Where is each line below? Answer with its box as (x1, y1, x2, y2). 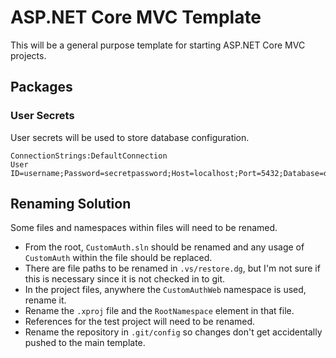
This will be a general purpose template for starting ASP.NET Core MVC (10, 39, 306, 51)
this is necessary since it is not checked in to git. (24, 273, 226, 285)
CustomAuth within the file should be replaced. (24, 252, 213, 264)
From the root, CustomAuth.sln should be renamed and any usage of (24, 241, 305, 253)
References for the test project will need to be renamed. (24, 316, 256, 328)
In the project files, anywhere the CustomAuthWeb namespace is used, (24, 284, 307, 296)
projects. (10, 49, 47, 61)
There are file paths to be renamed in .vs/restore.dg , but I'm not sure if (24, 262, 321, 275)
